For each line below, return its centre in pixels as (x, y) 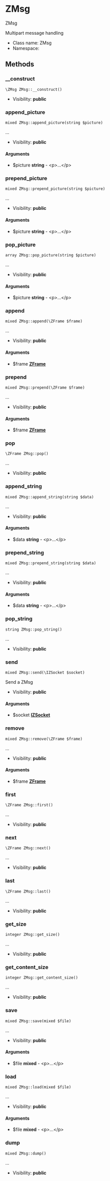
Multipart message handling (34, 33)
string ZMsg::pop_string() (34, 629)
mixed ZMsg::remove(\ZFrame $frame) (44, 739)
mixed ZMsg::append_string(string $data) (50, 497)
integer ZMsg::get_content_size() (42, 978)
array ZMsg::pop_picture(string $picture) (51, 255)
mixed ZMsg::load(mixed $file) (38, 1087)
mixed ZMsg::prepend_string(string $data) (51, 563)
